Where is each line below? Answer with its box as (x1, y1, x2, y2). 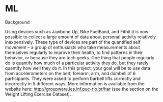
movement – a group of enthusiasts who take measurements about (5, 44, 140, 50)
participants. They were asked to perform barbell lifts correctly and (5, 76, 141, 81)
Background (5, 19, 30, 25)
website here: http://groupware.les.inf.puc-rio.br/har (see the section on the (5, 86, 159, 92)
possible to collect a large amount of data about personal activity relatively (5, 34, 156, 40)
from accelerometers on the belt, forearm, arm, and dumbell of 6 (5, 70, 136, 76)
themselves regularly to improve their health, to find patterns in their (5, 50, 143, 55)
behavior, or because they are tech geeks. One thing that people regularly (5, 54, 155, 60)
